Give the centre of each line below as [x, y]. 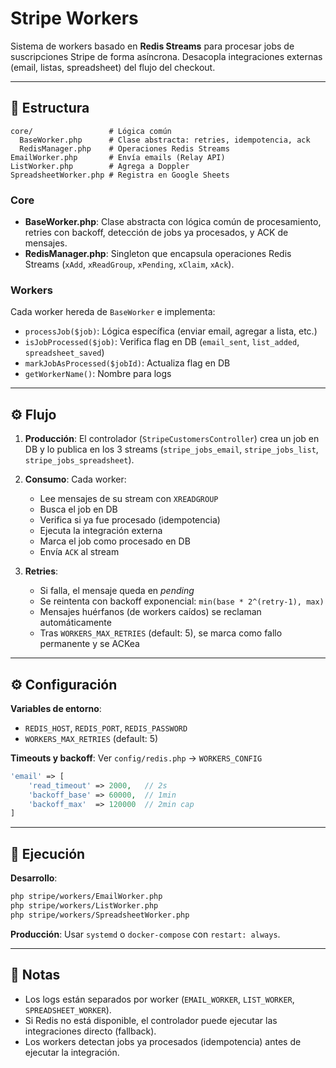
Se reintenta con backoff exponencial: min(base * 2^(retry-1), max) [182, 601]
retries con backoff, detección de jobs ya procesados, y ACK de [156, 233]
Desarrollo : [34, 878]
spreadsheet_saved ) [64, 353]
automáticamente [75, 623]
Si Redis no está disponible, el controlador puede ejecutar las [151, 1020]
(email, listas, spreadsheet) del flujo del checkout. [113, 67]
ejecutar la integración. [72, 1052]
